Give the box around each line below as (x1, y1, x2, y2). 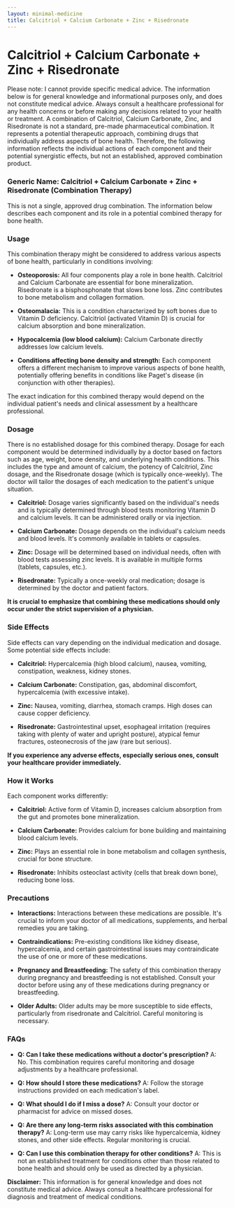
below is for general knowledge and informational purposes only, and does (7, 92, 223, 101)
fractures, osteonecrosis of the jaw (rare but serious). (17, 737, 172, 746)
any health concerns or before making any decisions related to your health (7, 107, 222, 116)
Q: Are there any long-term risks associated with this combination (17, 1120, 214, 1129)
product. (7, 159, 32, 168)
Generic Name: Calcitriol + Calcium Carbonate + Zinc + (7, 176, 198, 186)
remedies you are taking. (17, 924, 89, 932)
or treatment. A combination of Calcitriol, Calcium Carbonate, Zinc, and (7, 115, 212, 123)
